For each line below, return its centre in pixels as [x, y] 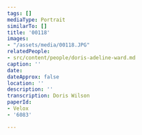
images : [18, 39]
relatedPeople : [29, 52]
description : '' [30, 89]
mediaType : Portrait [37, 20]
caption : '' [24, 64]
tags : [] [19, 13]
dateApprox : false [33, 77]
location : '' [26, 83]
